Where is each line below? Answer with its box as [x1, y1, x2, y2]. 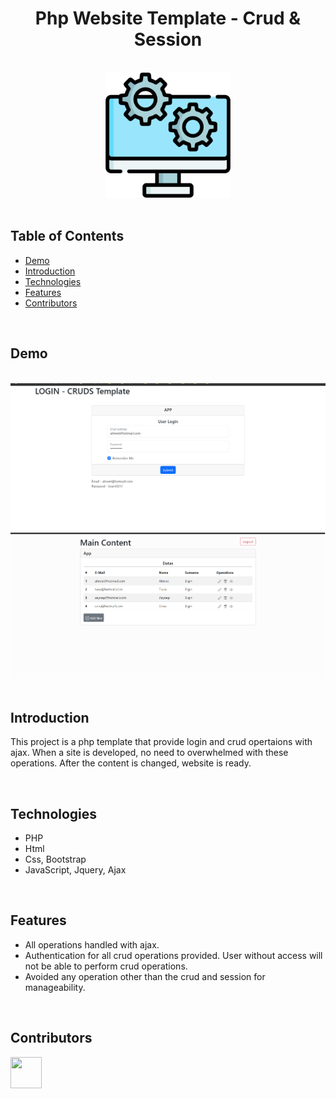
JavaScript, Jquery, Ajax [24, 863, 127, 876]
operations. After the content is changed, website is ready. [10, 757, 252, 769]
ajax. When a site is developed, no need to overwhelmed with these [10, 747, 289, 759]
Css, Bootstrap [24, 853, 87, 865]
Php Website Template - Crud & [34, 7, 302, 30]
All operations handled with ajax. [24, 938, 160, 951]
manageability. [24, 981, 86, 993]
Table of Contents [10, 228, 125, 245]
